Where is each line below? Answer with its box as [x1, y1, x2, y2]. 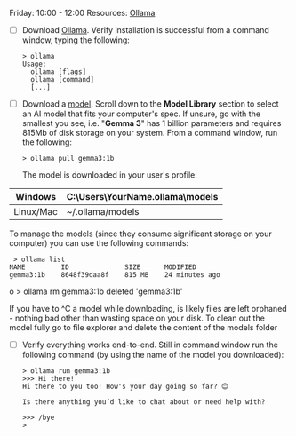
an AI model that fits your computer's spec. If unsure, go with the [21, 108, 260, 119]
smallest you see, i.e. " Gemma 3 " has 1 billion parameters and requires [21, 118, 282, 129]
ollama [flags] [30, 67, 87, 76]
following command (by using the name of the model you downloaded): [21, 350, 284, 361]
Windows [14, 191, 57, 203]
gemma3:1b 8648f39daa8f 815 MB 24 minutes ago [9, 271, 220, 280]
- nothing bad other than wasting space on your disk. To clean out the [9, 313, 265, 323]
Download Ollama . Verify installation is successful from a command [21, 25, 269, 35]
